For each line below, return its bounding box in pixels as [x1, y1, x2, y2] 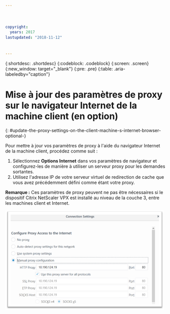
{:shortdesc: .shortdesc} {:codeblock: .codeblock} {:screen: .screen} [5, 60, 149, 66]
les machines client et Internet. [5, 200, 70, 206]
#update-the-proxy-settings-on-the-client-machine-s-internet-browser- [9, 127, 161, 133]
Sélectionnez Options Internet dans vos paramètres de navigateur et [12, 158, 157, 164]
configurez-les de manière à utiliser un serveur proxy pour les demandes [12, 163, 165, 169]
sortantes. [12, 168, 34, 175]
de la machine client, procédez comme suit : [5, 148, 98, 154]
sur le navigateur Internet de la [5, 100, 138, 111]
